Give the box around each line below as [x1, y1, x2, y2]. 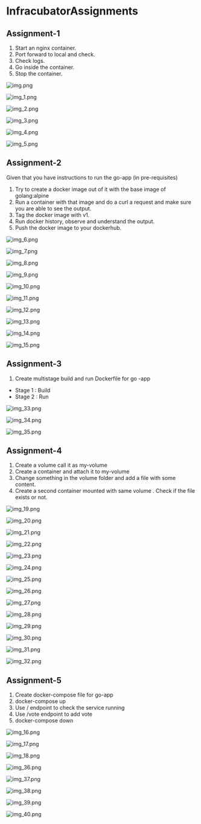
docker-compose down [14, 717, 74, 724]
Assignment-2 [6, 158, 62, 168]
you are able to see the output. [14, 204, 92, 212]
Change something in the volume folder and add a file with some [14, 475, 176, 482]
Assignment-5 [6, 675, 62, 686]
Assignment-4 [6, 446, 62, 456]
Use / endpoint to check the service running [14, 704, 125, 712]
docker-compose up [14, 698, 66, 705]
